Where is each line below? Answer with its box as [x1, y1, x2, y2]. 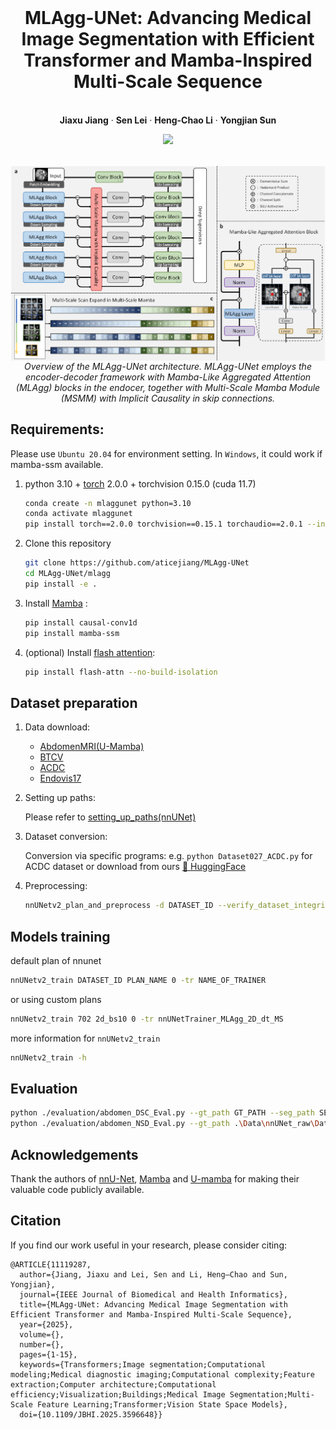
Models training [10, 928, 111, 945]
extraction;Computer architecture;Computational [10, 1379, 217, 1390]
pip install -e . [24, 579, 98, 589]
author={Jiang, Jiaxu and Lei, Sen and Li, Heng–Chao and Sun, [19, 1269, 288, 1280]
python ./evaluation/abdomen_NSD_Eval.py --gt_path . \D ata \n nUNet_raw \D [10, 1119, 320, 1129]
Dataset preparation [10, 694, 138, 711]
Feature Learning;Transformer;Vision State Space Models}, [36, 1399, 288, 1410]
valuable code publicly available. [10, 1183, 145, 1195]
